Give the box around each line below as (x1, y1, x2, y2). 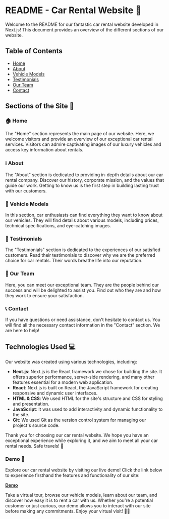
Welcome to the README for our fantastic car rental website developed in (5, 21, 159, 27)
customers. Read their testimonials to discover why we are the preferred (5, 252, 155, 258)
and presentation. (12, 401, 49, 407)
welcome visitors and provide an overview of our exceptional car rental (5, 136, 153, 142)
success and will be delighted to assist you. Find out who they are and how (5, 287, 161, 293)
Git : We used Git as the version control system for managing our (12, 417, 146, 423)
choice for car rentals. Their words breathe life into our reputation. (5, 258, 143, 264)
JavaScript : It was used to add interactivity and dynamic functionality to (12, 406, 163, 412)
